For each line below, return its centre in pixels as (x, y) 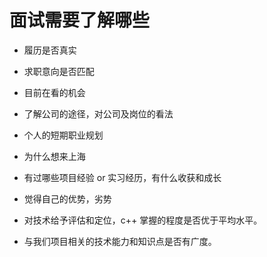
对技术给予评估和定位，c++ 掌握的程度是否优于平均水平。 (143, 220)
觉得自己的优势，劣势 (67, 198)
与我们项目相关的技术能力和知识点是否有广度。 (120, 241)
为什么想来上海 (54, 156)
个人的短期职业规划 (63, 135)
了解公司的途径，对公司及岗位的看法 (98, 113)
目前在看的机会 (54, 92)
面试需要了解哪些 (80, 20)
